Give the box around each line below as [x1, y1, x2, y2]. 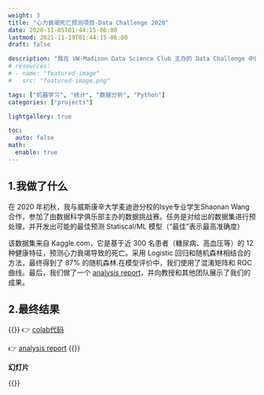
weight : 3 [8, 11, 41, 20]
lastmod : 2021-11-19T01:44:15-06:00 [8, 33, 128, 42]
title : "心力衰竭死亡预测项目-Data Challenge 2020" [8, 19, 169, 27]
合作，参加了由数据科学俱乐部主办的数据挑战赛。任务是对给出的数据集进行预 [8, 211, 256, 221]
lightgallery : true [8, 112, 72, 120]
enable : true [15, 148, 58, 156]
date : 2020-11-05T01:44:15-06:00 [8, 26, 118, 34]
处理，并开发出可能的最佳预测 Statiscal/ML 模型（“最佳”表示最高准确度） [8, 221, 245, 231]
